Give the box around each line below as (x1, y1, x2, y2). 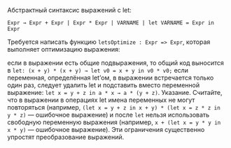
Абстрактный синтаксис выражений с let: (7, 6, 132, 14)
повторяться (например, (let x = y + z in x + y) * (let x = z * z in (7, 103, 220, 111)
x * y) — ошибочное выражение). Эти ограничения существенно (7, 126, 205, 133)
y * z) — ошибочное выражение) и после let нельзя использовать (7, 111, 210, 119)
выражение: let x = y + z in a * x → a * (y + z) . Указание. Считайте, (7, 89, 223, 96)
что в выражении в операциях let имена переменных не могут (7, 96, 195, 104)
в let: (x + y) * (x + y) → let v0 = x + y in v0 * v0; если (7, 66, 189, 74)
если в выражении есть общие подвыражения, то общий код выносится (7, 59, 224, 67)
